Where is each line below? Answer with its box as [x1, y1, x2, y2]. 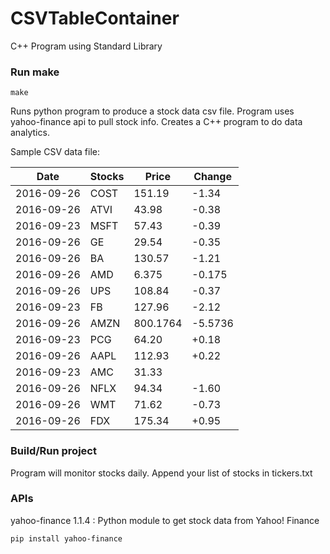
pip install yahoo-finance [10, 533, 123, 544]
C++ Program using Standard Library [10, 40, 163, 52]
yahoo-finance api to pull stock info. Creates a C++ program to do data [10, 116, 303, 128]
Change [193, 170, 232, 184]
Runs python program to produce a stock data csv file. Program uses [10, 105, 295, 117]
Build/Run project [10, 444, 97, 458]
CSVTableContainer [10, 7, 180, 30]
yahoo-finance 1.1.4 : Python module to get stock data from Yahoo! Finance [10, 514, 320, 526]
